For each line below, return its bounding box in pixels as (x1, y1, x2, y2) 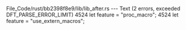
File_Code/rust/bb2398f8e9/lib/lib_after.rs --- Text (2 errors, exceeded (6, 5, 181, 12)
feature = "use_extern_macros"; (6, 18, 85, 24)
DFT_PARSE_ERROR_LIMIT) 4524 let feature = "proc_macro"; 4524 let (6, 11, 179, 18)
